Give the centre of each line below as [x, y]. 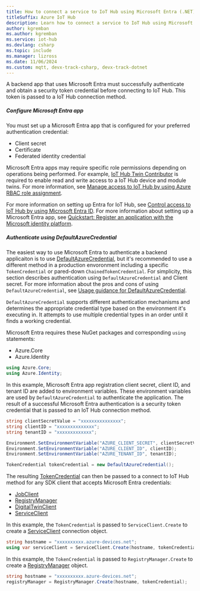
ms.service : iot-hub [32, 39]
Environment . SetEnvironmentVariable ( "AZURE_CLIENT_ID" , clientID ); [92, 448]
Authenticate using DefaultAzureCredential [62, 237]
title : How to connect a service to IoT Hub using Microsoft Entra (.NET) [101, 12]
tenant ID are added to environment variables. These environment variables [99, 391]
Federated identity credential [50, 156]
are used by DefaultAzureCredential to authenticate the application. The [95, 398]
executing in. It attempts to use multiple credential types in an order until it [97, 315]
